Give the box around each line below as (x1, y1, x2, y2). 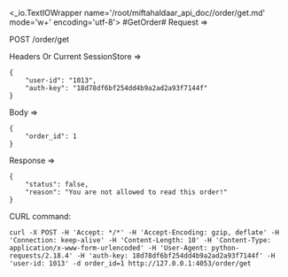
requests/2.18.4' (9, 251, 74, 260)
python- (211, 243, 240, 252)
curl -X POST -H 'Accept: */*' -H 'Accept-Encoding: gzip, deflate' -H (9, 228, 279, 237)
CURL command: (9, 212, 72, 221)
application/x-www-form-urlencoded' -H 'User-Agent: (9, 243, 208, 252)
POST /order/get (9, 35, 69, 44)
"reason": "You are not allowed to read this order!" (25, 188, 228, 196)
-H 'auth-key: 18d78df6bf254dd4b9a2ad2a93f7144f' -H (76, 251, 276, 260)
